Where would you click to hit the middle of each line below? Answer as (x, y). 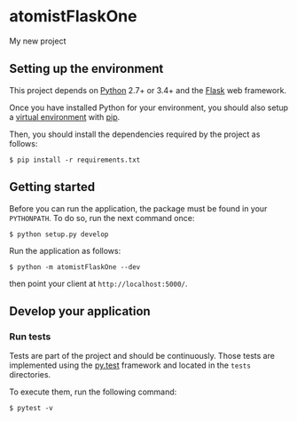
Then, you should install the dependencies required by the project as (135, 134)
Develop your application (80, 311)
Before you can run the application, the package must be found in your (138, 208)
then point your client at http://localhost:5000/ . (98, 283)
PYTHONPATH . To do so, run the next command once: (102, 218)
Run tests (30, 337)
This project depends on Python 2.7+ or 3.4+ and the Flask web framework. (148, 90)
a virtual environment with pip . (65, 116)
